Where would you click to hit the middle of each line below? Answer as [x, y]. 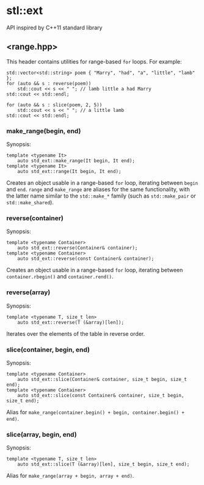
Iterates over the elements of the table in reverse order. [76, 333]
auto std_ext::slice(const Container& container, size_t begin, [101, 395]
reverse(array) [28, 292]
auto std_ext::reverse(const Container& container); [86, 259]
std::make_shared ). [30, 202]
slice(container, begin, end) [48, 349]
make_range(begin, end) [44, 131]
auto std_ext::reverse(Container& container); [78, 248]
